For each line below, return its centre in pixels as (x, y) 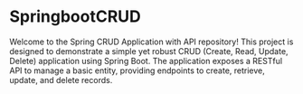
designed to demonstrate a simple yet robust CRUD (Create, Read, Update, (149, 51)
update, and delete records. (61, 80)
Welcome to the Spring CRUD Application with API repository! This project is (151, 42)
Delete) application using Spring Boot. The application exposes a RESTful (146, 61)
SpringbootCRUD (76, 17)
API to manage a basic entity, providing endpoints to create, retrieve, (137, 70)
